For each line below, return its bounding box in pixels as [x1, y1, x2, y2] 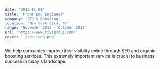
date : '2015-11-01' [5, 7, 45, 12]
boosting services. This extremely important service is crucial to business [5, 53, 155, 59]
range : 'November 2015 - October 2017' [5, 25, 87, 30]
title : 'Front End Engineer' [5, 12, 65, 17]
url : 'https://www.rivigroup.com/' [5, 30, 78, 35]
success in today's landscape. [5, 58, 66, 64]
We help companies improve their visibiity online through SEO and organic [5, 47, 156, 54]
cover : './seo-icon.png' [5, 35, 56, 40]
